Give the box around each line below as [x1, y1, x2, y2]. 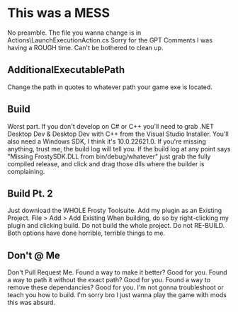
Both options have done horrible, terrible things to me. [7, 229, 165, 238]
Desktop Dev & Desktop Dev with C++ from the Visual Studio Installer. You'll [7, 129, 229, 138]
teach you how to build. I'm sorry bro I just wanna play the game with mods [7, 291, 227, 299]
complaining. [7, 167, 45, 175]
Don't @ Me [7, 249, 60, 261]
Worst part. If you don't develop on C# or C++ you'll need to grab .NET [7, 122, 215, 130]
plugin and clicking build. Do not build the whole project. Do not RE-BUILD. [7, 221, 225, 230]
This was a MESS [7, 5, 110, 21]
